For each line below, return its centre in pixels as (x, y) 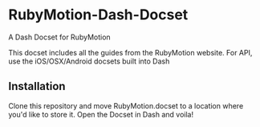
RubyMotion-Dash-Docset (98, 15)
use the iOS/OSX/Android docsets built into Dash (89, 61)
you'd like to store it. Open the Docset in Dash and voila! (101, 114)
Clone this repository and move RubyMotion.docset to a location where (126, 105)
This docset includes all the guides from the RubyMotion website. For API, (130, 52)
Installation (37, 86)
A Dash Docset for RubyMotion (59, 37)
